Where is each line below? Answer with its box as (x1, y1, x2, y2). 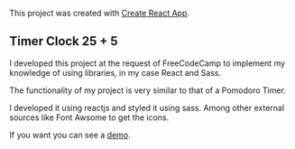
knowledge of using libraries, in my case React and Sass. (9, 67, 222, 78)
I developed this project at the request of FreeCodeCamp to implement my (9, 58, 286, 69)
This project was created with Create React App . (9, 8, 190, 18)
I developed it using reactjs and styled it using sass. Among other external (9, 102, 285, 113)
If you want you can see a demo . (9, 129, 131, 140)
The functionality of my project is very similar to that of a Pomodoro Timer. (9, 85, 287, 96)
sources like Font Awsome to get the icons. (9, 112, 170, 123)
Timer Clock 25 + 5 (9, 33, 119, 49)
